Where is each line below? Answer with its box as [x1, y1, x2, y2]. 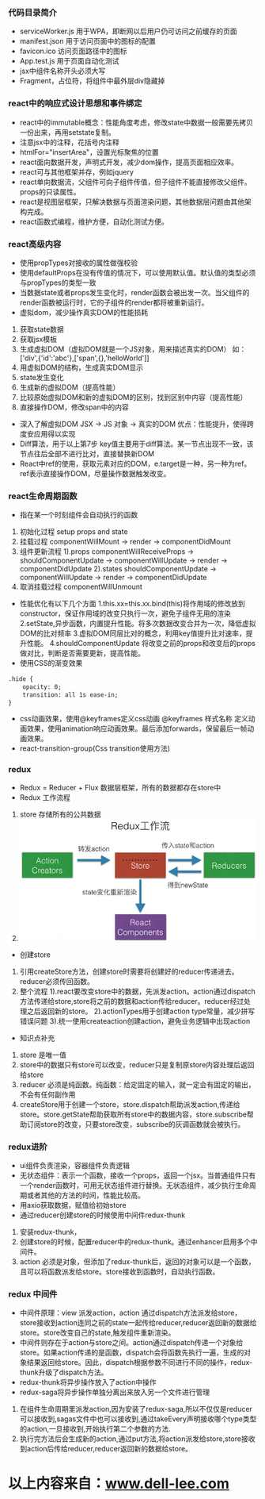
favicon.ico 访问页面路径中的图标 [19, 46, 128, 56]
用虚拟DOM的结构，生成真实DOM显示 [19, 363, 144, 372]
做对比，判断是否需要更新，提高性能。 [19, 648, 145, 658]
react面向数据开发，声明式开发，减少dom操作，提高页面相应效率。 [19, 157, 239, 167]
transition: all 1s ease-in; [22, 691, 119, 699]
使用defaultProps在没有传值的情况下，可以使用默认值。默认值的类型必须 [19, 267, 256, 277]
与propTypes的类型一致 [19, 278, 97, 287]
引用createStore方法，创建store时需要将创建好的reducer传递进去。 [19, 967, 239, 976]
